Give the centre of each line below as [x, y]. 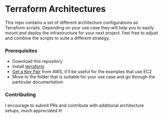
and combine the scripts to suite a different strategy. [58, 38]
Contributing [20, 95]
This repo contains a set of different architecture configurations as [72, 22]
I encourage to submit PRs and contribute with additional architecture [75, 105]
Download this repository [37, 61]
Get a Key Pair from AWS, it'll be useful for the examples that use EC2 [82, 72]
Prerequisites [21, 51]
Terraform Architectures [55, 9]
